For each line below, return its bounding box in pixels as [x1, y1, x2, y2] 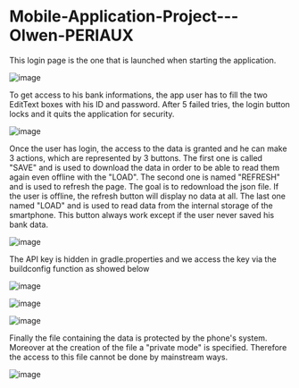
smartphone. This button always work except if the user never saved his [9, 209, 275, 220]
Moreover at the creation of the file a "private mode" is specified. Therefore [9, 342, 287, 352]
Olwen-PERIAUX [9, 25, 134, 46]
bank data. [9, 219, 49, 230]
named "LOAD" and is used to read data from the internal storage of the [9, 199, 274, 211]
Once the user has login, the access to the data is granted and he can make [9, 143, 287, 154]
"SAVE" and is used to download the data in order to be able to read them [9, 162, 279, 173]
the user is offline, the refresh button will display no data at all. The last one [9, 190, 286, 201]
